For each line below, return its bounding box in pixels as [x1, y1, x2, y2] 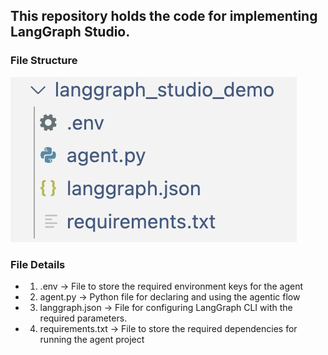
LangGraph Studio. [10, 24, 131, 41]
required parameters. [39, 312, 128, 324]
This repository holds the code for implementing [10, 8, 318, 25]
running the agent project [39, 333, 145, 345]
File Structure [10, 54, 78, 68]
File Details [10, 257, 66, 271]
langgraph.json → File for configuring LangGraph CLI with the [39, 301, 293, 313]
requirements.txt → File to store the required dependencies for [39, 322, 298, 334]
